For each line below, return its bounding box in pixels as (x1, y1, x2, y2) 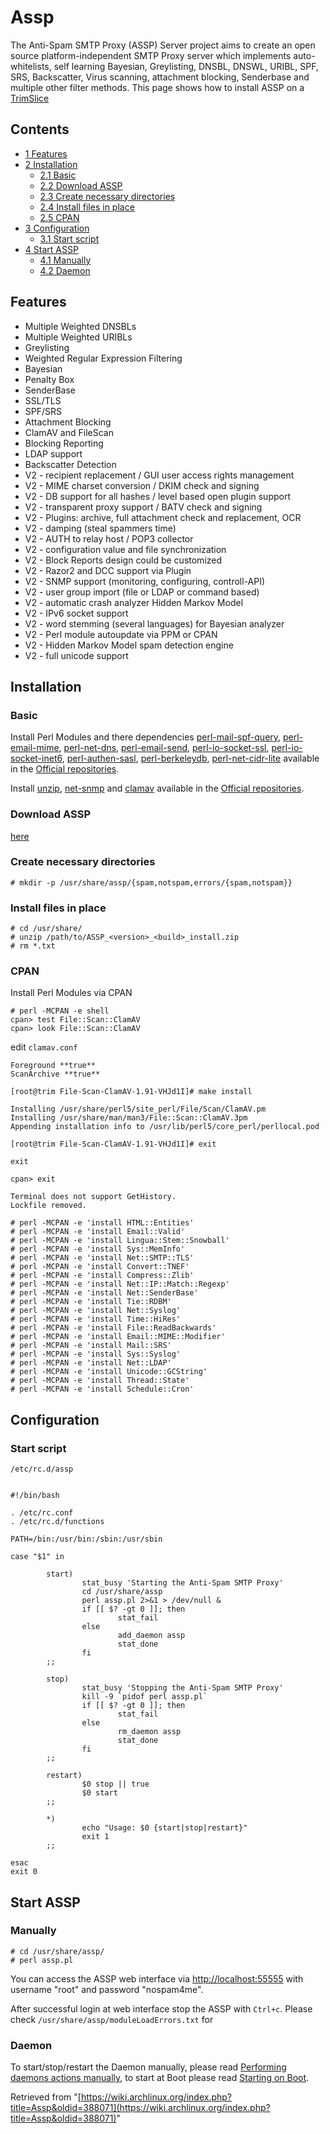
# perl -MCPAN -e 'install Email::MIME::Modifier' (10, 1332, 226, 1342)
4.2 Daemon (39, 264, 91, 276)
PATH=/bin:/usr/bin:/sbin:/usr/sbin (10, 1534, 163, 1545)
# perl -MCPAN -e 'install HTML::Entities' (10, 1218, 195, 1228)
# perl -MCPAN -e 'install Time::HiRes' (10, 1314, 182, 1325)
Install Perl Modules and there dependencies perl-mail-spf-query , (10, 731, 282, 743)
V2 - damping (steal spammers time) (24, 522, 177, 534)
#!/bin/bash (10, 1491, 60, 1501)
